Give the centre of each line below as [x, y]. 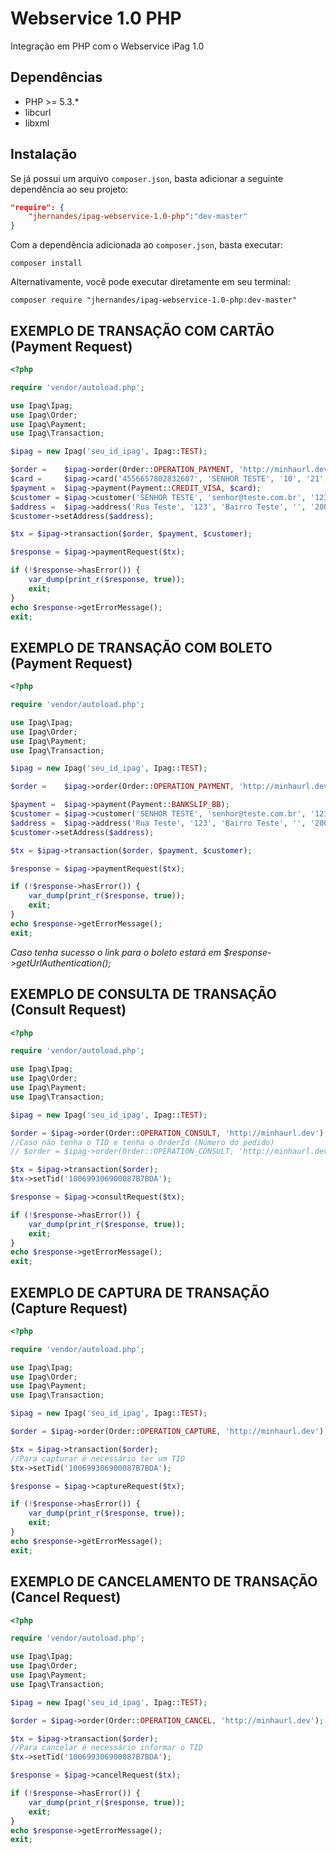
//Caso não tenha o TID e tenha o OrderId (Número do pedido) [142, 1142]
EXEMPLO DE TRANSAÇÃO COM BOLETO [141, 647]
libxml [37, 123]
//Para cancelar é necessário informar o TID [106, 1748]
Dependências [56, 77]
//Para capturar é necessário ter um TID [98, 1458]
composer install [46, 263]
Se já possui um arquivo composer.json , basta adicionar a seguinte [147, 178]
